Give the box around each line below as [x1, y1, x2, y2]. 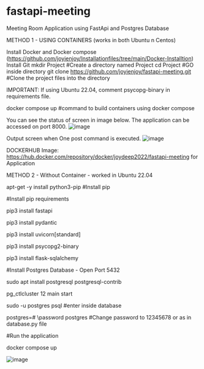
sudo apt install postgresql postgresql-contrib [6, 278, 122, 285]
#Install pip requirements [6, 195, 69, 203]
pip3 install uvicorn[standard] [6, 231, 81, 238]
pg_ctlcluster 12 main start [6, 289, 73, 297]
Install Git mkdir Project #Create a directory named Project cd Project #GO [6, 61, 194, 69]
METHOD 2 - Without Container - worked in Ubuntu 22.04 [6, 171, 153, 179]
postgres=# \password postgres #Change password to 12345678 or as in [6, 313, 192, 321]
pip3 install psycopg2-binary [6, 242, 79, 250]
